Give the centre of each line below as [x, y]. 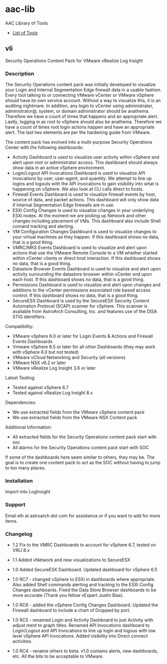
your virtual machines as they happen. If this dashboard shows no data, [86, 237]
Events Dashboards [32, 342]
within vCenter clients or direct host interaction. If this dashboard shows [86, 258]
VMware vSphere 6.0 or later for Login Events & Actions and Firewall [83, 336]
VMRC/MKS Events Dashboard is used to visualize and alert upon [80, 248]
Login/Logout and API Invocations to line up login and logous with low [84, 630]
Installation [19, 481]
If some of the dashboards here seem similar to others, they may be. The [80, 457]
